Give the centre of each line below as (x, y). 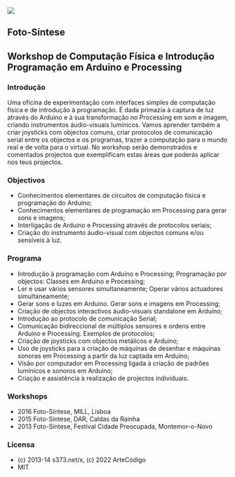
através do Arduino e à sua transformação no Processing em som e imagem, (118, 117)
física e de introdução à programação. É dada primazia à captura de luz (110, 110)
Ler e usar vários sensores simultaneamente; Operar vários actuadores (120, 288)
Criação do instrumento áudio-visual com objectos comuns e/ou (110, 233)
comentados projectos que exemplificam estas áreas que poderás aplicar (113, 155)
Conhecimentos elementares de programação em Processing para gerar (122, 210)
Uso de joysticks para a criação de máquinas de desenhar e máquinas (119, 348)
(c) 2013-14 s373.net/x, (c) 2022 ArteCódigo (81, 460)
